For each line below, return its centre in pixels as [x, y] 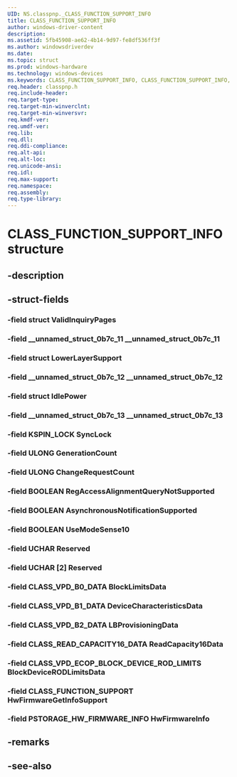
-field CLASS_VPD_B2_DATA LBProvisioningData [93, 625]
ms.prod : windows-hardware [47, 67]
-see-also [30, 766]
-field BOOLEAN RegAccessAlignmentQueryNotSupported [111, 491]
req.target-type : [33, 100]
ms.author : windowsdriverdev [51, 47]
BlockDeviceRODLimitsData [56, 672]
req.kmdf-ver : [28, 119]
